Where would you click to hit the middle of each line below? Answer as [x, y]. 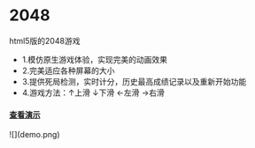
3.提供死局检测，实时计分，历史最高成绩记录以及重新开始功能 [134, 81]
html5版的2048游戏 [45, 41]
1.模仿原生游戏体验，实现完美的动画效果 [95, 59]
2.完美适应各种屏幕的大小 [68, 70]
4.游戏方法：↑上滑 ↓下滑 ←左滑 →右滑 [93, 92]
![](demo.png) [35, 135]
